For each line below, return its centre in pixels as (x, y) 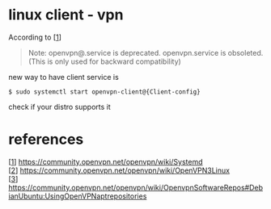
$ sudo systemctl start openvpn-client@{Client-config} (104, 92)
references (46, 140)
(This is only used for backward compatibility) (105, 61)
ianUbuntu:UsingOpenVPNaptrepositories (78, 196)
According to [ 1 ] (35, 37)
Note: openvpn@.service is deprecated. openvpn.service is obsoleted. (146, 52)
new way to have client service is (64, 77)
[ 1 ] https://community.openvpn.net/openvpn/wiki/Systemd (106, 161)
